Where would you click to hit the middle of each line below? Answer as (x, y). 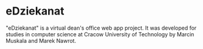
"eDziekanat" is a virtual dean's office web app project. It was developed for (101, 28)
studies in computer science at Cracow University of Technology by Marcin (100, 34)
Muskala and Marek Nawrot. (41, 41)
